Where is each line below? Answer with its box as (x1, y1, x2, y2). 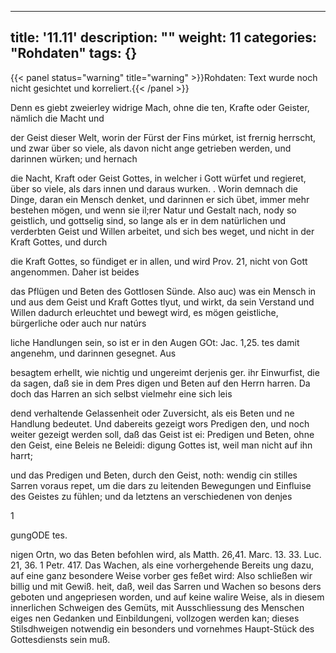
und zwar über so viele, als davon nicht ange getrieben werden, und (10, 142, 292, 154)
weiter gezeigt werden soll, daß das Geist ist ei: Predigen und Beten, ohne (10, 428, 315, 440)
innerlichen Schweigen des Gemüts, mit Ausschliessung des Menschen (10, 601, 305, 613)
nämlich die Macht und (10, 112, 105, 124)
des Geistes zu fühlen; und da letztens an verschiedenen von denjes (10, 490, 293, 502)
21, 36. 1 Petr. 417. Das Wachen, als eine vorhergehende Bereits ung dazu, (10, 559, 314, 571)
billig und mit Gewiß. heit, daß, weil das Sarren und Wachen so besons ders (10, 580, 322, 592)
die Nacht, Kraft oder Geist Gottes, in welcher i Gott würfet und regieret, (10, 172, 307, 184)
